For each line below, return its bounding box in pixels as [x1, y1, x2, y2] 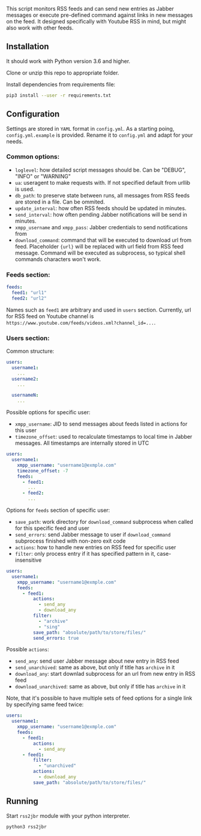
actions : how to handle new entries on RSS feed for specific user [14, 544, 176, 551]
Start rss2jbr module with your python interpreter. [6, 812, 131, 819]
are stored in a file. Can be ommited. [14, 198, 105, 205]
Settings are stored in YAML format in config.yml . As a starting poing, [6, 125, 175, 132]
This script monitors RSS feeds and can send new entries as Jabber [6, 5, 174, 12]
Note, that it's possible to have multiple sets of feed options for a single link [6, 694, 193, 702]
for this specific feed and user [14, 525, 90, 532]
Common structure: [6, 347, 55, 355]
